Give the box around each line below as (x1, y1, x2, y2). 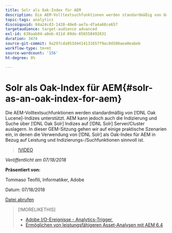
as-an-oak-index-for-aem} (5, 93, 122, 104)
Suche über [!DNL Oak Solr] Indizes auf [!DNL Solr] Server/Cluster (5, 121, 145, 127)
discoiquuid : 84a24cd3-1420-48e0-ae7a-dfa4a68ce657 (5, 22, 118, 27)
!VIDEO (17, 147, 33, 153)
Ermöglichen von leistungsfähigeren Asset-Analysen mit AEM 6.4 (25, 222, 163, 228)
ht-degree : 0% (5, 55, 36, 61)
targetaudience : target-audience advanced (5, 27, 97, 32)
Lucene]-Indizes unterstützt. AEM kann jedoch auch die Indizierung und (5, 115, 157, 121)
